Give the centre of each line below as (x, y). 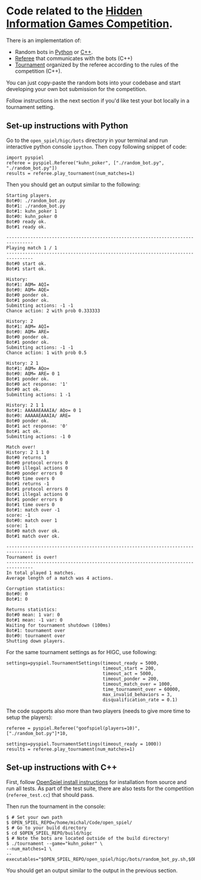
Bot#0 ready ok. (26, 222)
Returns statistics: (32, 609)
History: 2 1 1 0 (28, 452)
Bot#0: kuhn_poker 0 (32, 216)
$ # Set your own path (34, 817)
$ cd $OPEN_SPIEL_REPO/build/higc (49, 833)
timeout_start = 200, (130, 668)
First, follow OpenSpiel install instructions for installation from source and (96, 782)
